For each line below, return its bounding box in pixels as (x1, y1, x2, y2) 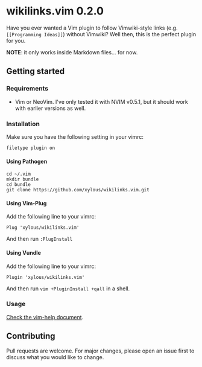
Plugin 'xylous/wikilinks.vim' (6, 274, 85, 280)
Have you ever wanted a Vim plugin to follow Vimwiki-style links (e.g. (6, 24, 178, 31)
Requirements (6, 85, 49, 93)
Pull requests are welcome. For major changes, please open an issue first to (6, 347, 195, 354)
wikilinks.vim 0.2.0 (6, 4, 104, 18)
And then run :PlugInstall (6, 235, 73, 243)
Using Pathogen (6, 158, 48, 165)
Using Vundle (6, 249, 41, 256)
